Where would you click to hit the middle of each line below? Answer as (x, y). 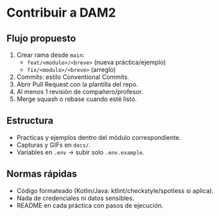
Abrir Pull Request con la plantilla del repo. (77, 84)
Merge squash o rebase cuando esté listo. (77, 99)
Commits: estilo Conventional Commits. (73, 77)
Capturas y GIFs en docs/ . (53, 145)
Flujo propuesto (41, 38)
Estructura (30, 121)
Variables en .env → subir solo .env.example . (81, 152)
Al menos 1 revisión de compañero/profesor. (80, 92)
